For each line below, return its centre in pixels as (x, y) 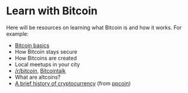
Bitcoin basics (32, 45)
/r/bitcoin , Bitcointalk (40, 70)
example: (17, 33)
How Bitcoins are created (46, 58)
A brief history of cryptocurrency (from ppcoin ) (73, 83)
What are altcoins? (37, 77)
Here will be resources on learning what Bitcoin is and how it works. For (94, 27)
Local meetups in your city (47, 64)
